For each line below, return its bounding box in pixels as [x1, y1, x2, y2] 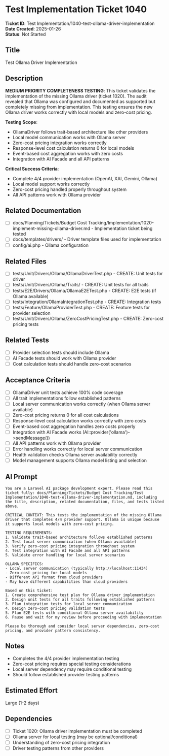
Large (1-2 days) [5, 700, 39, 706]
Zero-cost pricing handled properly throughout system [12, 186, 127, 192]
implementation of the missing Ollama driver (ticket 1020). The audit [5, 93, 147, 99]
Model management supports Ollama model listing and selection [12, 457, 147, 464]
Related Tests [5, 336, 50, 345]
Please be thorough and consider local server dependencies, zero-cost [5, 623, 159, 629]
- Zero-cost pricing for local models [5, 570, 87, 576]
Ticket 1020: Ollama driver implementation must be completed [12, 728, 143, 734]
